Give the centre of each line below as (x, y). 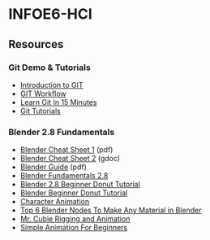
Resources (36, 44)
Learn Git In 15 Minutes (58, 102)
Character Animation (55, 202)
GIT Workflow (43, 94)
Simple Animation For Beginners (74, 228)
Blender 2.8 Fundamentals (62, 132)
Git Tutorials (40, 111)
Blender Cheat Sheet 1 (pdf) (66, 150)
